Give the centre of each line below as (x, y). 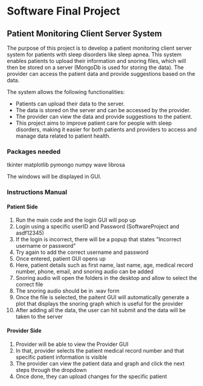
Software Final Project (63, 11)
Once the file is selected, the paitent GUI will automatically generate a (102, 298)
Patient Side (22, 207)
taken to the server (39, 317)
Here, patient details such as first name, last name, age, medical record (104, 265)
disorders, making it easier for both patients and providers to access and (106, 129)
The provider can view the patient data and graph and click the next (100, 363)
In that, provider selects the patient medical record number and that (100, 350)
